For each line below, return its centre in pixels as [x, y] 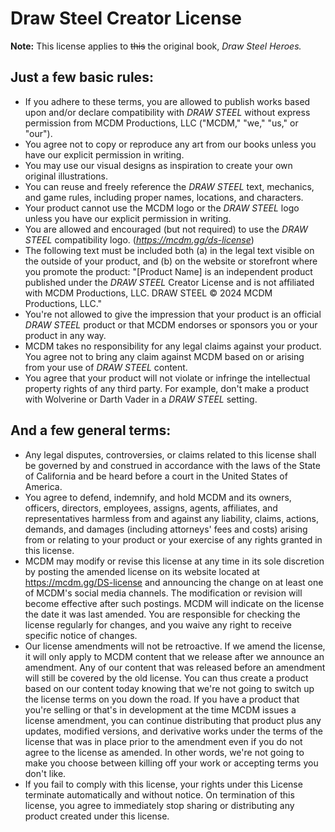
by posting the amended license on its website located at [142, 571]
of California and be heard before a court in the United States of [156, 476]
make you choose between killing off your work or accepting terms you [171, 763]
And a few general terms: [91, 430]
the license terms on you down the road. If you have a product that [162, 699]
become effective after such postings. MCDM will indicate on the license [174, 603]
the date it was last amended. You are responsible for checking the [162, 614]
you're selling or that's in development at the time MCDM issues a [160, 709]
